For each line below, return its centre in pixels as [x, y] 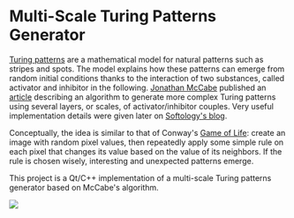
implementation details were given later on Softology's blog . [118, 116]
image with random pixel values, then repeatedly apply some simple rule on [147, 142]
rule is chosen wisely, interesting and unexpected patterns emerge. [132, 161]
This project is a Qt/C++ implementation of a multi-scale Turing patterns [140, 177]
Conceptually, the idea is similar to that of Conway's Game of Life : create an [147, 132]
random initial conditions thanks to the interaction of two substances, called [147, 78]
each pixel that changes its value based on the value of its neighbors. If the [146, 151]
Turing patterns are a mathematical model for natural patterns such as [136, 59]
